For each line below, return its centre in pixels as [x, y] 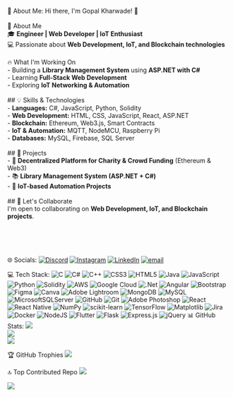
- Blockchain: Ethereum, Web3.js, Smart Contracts [81, 123]
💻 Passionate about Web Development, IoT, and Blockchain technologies [116, 45]
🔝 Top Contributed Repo [42, 372]
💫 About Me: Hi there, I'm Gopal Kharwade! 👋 [73, 11]
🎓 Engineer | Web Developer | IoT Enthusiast [75, 34]
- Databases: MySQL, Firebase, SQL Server [71, 138]
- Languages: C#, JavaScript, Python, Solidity [74, 108]
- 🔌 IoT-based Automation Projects [59, 186]
